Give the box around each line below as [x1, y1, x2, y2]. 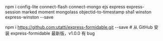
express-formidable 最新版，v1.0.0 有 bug [10, 30, 95, 36]
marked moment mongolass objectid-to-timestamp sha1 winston [22, 9, 152, 15]
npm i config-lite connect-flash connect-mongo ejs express [5, 4, 126, 10]
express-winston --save [5, 14, 54, 20]
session [5, 9, 21, 15]
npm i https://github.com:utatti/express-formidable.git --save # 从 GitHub [5, 24, 153, 30]
